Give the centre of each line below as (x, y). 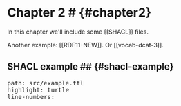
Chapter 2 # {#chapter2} (79, 13)
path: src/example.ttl (46, 83)
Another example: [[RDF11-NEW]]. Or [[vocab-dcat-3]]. (85, 45)
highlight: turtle (38, 90)
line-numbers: (31, 97)
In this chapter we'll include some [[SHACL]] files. (78, 32)
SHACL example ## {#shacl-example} (90, 67)
